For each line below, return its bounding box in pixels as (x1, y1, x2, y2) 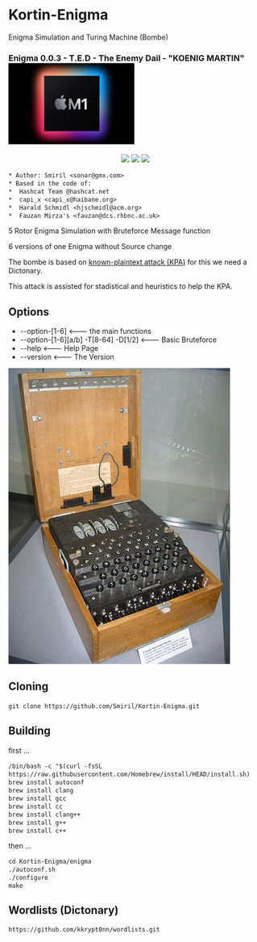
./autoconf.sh (8, 865, 56, 873)
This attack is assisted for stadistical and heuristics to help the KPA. (8, 281, 233, 291)
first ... (8, 745, 30, 755)
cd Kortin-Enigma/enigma (8, 857, 92, 865)
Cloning (8, 680, 49, 694)
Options (8, 305, 50, 319)
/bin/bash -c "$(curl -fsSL (8, 762, 103, 770)
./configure (8, 873, 48, 882)
